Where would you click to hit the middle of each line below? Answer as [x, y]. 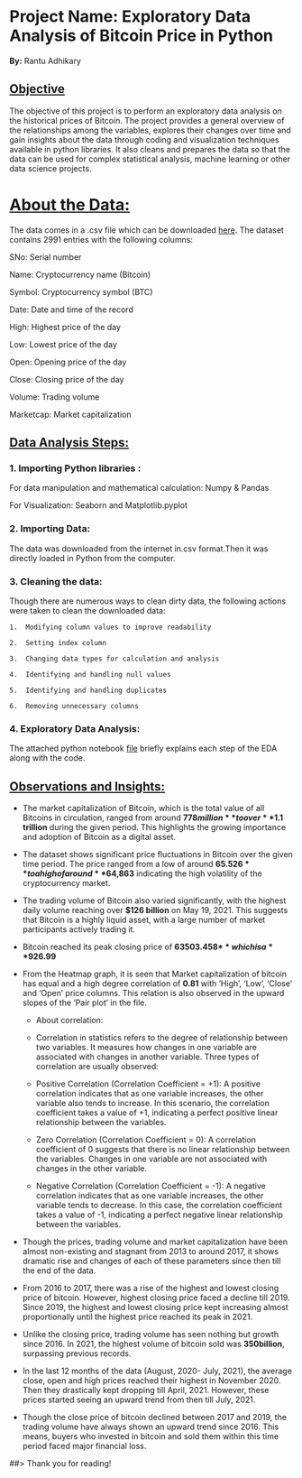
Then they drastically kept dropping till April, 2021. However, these [146, 1390]
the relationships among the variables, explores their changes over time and [150, 130]
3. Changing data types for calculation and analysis [114, 659]
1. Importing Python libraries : [75, 468]
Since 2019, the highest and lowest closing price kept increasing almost [155, 1307]
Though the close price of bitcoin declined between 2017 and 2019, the [154, 1418]
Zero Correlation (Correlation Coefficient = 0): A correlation [146, 1140]
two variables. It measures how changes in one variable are [146, 1048]
